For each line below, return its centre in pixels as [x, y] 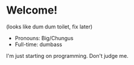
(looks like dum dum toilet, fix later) [49, 27]
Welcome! [32, 10]
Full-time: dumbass [38, 44]
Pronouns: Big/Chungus [44, 38]
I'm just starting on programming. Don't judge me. [67, 56]
